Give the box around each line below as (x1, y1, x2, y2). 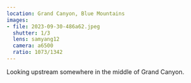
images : (6, 17, 29, 24)
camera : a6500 (13, 42, 53, 49)
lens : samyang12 (13, 36, 60, 43)
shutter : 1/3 (13, 29, 51, 37)
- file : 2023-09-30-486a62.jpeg (6, 23, 100, 30)
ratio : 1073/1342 (13, 49, 63, 56)
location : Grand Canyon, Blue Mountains (6, 10, 126, 17)
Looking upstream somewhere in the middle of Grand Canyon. (6, 67, 185, 76)
